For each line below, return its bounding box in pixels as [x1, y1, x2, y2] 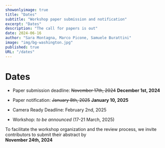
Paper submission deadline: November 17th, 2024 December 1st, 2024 [12, 87, 160, 93]
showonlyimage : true [5, 7, 49, 13]
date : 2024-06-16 [5, 31, 42, 36]
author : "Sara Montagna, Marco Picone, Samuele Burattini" [5, 36, 132, 41]
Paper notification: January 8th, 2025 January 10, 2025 [12, 97, 129, 103]
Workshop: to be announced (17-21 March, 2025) [12, 116, 115, 123]
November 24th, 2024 [5, 137, 53, 143]
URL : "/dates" [5, 49, 35, 54]
